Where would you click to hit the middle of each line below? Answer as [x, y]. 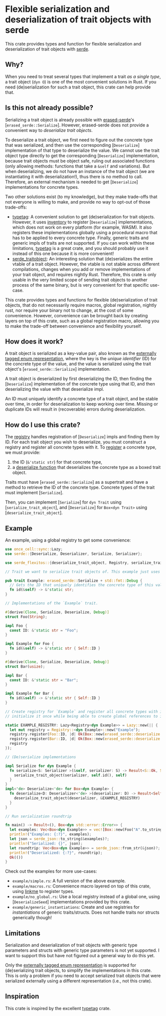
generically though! [32, 918]
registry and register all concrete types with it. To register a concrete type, [81, 447]
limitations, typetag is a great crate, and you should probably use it [80, 248]
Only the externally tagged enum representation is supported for [71, 965]
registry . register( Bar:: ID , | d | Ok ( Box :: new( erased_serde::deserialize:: [87, 739]
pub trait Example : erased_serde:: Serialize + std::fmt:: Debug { [74, 581]
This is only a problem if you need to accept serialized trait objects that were [83, 976]
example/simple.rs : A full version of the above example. [69, 881]
